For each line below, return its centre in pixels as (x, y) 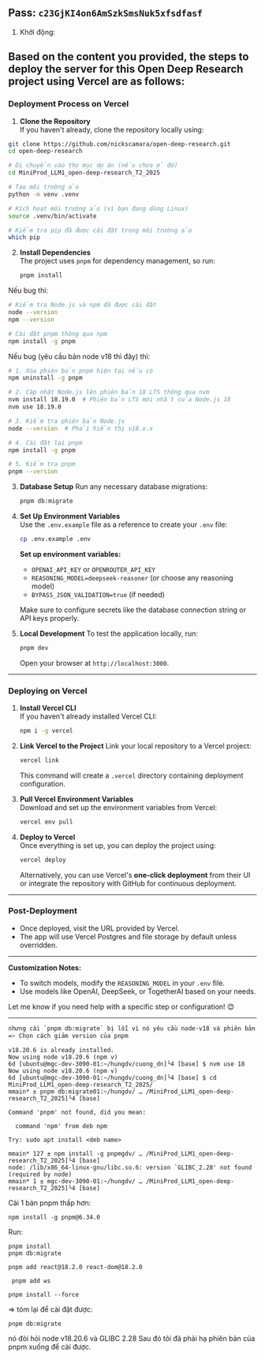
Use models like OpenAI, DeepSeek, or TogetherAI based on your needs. (138, 991)
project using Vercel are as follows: (97, 82)
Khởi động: (37, 32)
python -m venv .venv (44, 194)
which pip (24, 237)
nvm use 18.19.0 (35, 407)
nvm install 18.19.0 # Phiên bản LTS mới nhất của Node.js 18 (119, 400)
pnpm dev (34, 648)
